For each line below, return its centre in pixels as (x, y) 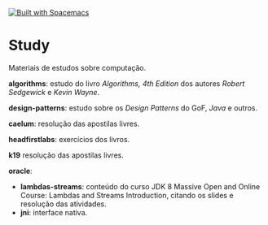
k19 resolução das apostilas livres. (66, 155)
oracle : (20, 171)
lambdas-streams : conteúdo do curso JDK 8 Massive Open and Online (140, 186)
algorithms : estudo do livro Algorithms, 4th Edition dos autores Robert (127, 83)
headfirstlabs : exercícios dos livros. (69, 139)
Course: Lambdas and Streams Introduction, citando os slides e (127, 195)
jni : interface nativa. (54, 212)
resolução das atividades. (64, 204)
